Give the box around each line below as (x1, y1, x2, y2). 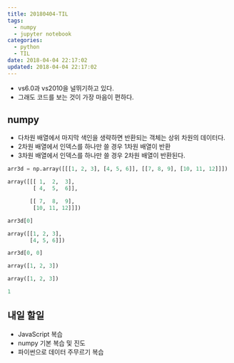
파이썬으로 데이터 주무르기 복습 (17, 347, 104, 356)
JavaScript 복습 (17, 330, 63, 338)
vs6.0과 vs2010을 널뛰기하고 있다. (17, 83, 114, 93)
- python (14, 43, 40, 51)
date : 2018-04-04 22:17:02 (7, 57, 88, 64)
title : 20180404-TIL (7, 10, 69, 18)
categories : (7, 37, 43, 44)
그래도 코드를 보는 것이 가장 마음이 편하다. (17, 93, 134, 101)
